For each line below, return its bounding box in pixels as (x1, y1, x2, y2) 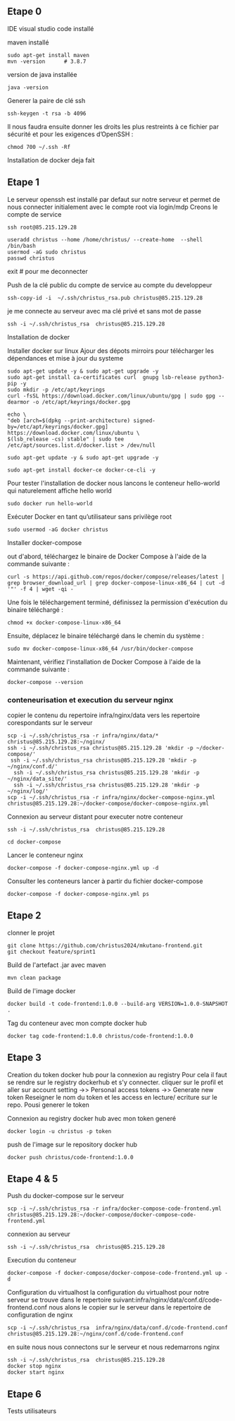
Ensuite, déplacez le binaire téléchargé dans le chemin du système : (7, 631, 204, 640)
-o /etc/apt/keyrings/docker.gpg (32, 398, 131, 405)
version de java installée (7, 70, 77, 78)
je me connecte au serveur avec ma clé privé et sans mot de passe (7, 306, 202, 315)
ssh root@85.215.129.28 (7, 224, 77, 231)
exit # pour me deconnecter (7, 267, 88, 275)
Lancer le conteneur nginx (7, 851, 84, 859)
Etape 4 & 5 (7, 1173, 58, 1185)
